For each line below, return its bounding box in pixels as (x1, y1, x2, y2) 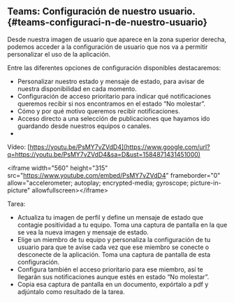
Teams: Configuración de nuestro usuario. (7, 6, 196, 17)
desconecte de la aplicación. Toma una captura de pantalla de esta (17, 250, 211, 258)
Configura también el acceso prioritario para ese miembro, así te (17, 265, 204, 274)
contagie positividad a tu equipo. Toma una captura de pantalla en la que (17, 220, 228, 229)
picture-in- (190, 178, 221, 187)
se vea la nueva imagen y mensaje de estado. (17, 227, 149, 237)
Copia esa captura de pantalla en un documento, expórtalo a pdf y (17, 280, 209, 288)
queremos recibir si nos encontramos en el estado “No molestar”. (17, 99, 206, 108)
